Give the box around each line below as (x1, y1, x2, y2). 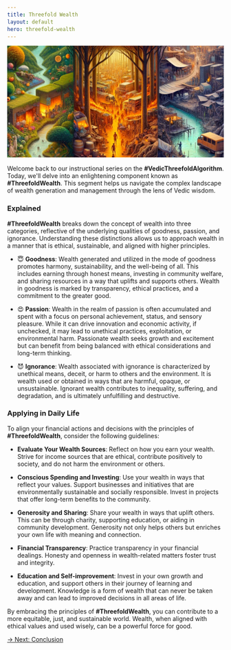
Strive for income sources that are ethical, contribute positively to (16, 452, 203, 460)
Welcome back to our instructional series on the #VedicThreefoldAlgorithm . (7, 164, 224, 173)
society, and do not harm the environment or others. (16, 460, 165, 468)
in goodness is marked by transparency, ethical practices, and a (16, 284, 199, 293)
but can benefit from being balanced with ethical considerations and (16, 342, 211, 350)
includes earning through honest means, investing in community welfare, (16, 269, 224, 277)
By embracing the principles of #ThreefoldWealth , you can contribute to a (7, 607, 219, 615)
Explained (7, 204, 41, 213)
